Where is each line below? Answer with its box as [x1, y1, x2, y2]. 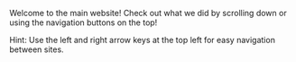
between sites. [9, 44, 65, 55]
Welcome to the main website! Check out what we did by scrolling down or [9, 8, 287, 18]
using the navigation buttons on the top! [9, 17, 158, 28]
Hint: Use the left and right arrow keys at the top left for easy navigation [9, 35, 275, 45]
